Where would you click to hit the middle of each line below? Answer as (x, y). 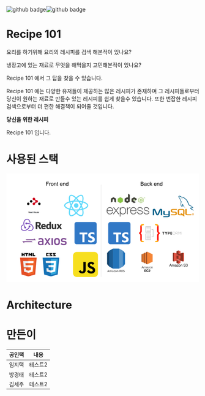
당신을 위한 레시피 (28, 119)
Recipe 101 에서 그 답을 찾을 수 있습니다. (54, 78)
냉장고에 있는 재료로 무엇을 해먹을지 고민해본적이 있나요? (74, 65)
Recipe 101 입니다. (28, 132)
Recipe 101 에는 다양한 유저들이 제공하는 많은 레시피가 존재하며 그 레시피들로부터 (103, 91)
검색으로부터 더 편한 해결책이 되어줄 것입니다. (60, 106)
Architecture (39, 305)
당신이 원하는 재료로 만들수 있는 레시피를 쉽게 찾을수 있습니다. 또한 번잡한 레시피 (102, 99)
